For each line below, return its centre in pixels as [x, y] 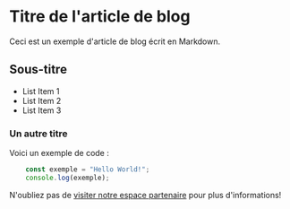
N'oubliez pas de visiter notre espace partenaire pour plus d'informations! [145, 195]
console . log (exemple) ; [68, 178]
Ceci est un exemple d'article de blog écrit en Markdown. [115, 41]
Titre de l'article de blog [100, 17]
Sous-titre [38, 70]
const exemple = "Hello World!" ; [88, 170]
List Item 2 [42, 100]
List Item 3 [42, 110]
